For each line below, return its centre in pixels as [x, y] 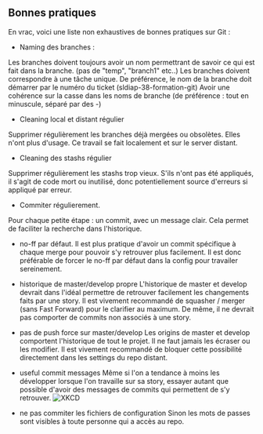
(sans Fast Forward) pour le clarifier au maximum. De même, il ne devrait [137, 308]
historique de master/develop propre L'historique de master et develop [133, 284]
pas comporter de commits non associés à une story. [105, 317]
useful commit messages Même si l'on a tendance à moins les [120, 373]
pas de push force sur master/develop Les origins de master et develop [135, 332]
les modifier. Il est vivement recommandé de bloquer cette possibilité [131, 349]
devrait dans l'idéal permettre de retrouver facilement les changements [134, 292]
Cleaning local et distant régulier [72, 119]
